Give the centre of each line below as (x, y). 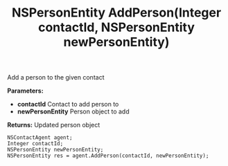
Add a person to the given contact (56, 77)
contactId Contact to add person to (68, 104)
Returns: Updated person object (54, 125)
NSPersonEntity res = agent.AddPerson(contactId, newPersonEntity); (108, 156)
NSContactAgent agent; (40, 138)
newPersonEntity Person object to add (73, 111)
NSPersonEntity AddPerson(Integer (116, 13)
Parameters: (25, 91)
